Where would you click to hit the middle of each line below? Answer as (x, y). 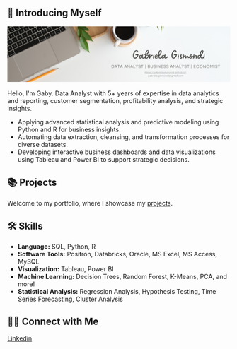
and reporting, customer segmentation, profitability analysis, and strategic (115, 100)
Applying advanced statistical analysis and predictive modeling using (118, 122)
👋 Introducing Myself (54, 13)
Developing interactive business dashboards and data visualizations (116, 152)
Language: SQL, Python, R (57, 247)
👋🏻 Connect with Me (53, 321)
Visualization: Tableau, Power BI (66, 269)
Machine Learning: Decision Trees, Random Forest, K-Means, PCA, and (122, 277)
